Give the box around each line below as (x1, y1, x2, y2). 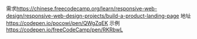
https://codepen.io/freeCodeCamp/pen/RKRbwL (6, 26, 123, 33)
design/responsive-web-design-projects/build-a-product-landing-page (6, 12, 179, 19)
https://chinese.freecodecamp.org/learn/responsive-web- (16, 5, 158, 12)
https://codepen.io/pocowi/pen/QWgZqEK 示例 (6, 20, 121, 26)
